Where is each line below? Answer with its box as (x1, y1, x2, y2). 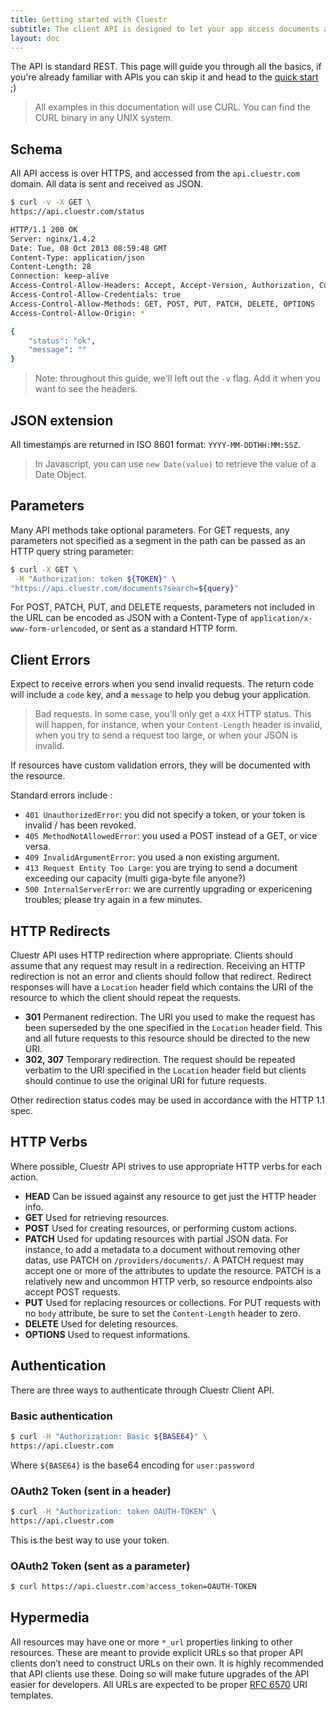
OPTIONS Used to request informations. (24, 1328, 191, 1340)
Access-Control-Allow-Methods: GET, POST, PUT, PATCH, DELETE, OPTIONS (10, 299, 315, 309)
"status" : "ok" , (28, 336, 97, 346)
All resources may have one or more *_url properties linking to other (10, 1636, 293, 1648)
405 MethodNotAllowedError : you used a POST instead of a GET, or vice (24, 830, 318, 842)
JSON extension (10, 412, 114, 429)
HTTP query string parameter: (10, 545, 135, 557)
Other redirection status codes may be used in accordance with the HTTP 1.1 (10, 1094, 326, 1106)
